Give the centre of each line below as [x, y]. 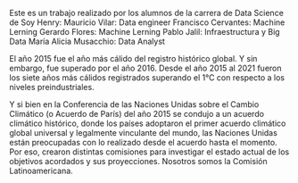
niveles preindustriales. [52, 87]
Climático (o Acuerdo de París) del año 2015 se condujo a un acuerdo [137, 114]
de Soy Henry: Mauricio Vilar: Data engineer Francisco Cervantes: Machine [147, 22]
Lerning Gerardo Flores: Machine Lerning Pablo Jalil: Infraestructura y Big [145, 32]
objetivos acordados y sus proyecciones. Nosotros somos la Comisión [138, 161]
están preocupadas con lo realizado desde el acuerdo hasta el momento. [144, 142]
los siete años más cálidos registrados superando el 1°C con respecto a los [147, 78]
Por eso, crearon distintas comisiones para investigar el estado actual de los [149, 152]
